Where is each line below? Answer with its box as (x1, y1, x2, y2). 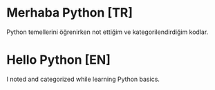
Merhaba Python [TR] (6, 5, 133, 21)
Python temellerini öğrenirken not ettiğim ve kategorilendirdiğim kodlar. (6, 28, 209, 36)
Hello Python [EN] (6, 52, 111, 68)
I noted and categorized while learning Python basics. (6, 75, 160, 83)
